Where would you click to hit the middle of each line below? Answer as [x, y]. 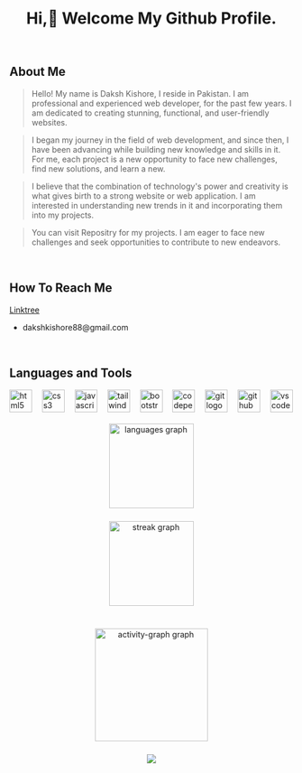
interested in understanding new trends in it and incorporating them [157, 205]
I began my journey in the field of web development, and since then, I [160, 140]
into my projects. [63, 215]
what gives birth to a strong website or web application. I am [143, 196]
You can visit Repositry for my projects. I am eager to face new [148, 232]
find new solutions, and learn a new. [98, 168]
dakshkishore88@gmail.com [75, 327]
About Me [37, 72]
